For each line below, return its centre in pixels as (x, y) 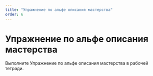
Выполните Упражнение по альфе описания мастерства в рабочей (77, 63)
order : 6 (14, 14)
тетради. (14, 69)
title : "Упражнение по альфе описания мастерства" (59, 10)
